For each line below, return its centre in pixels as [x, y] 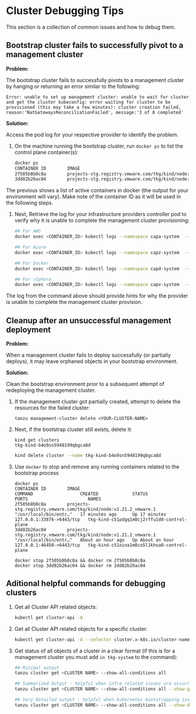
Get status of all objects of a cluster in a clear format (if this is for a [95, 651]
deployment [29, 329]
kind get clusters [37, 440]
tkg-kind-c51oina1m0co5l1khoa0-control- [138, 545]
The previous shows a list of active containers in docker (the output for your [97, 190]
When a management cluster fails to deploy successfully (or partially [88, 355]
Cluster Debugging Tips [65, 11]
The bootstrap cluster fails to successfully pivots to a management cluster [95, 80]
